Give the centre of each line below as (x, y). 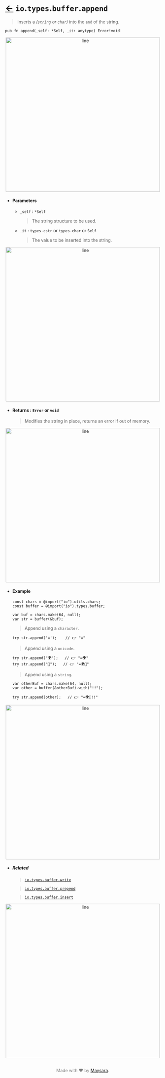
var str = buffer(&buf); (38, 619)
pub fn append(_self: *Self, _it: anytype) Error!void (63, 31)
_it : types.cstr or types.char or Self (58, 231)
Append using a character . (52, 628)
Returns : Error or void (35, 410)
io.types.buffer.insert (49, 897)
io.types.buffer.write (48, 880)
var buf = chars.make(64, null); (47, 615)
